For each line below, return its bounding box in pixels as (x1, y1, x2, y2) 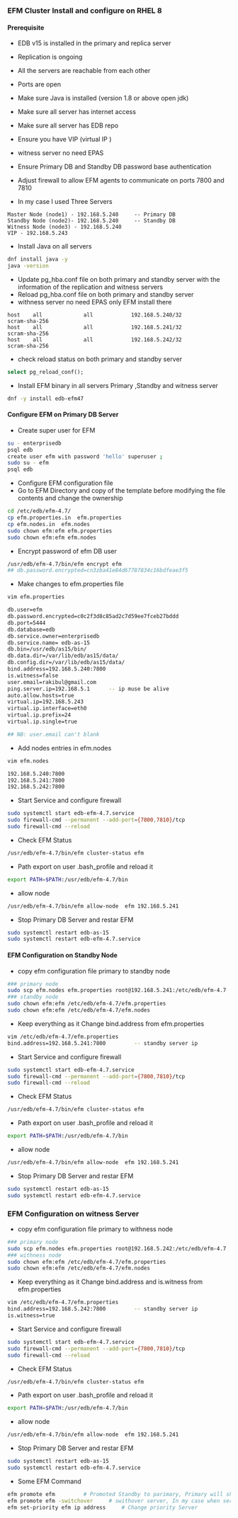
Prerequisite (7, 23, 45, 32)
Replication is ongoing (17, 52, 83, 62)
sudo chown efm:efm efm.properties (7, 527, 113, 535)
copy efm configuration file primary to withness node (17, 1224, 174, 1233)
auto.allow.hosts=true (7, 692, 74, 699)
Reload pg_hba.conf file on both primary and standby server (17, 290, 194, 299)
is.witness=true (7, 1312, 55, 1319)
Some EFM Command (17, 1477, 81, 1485)
